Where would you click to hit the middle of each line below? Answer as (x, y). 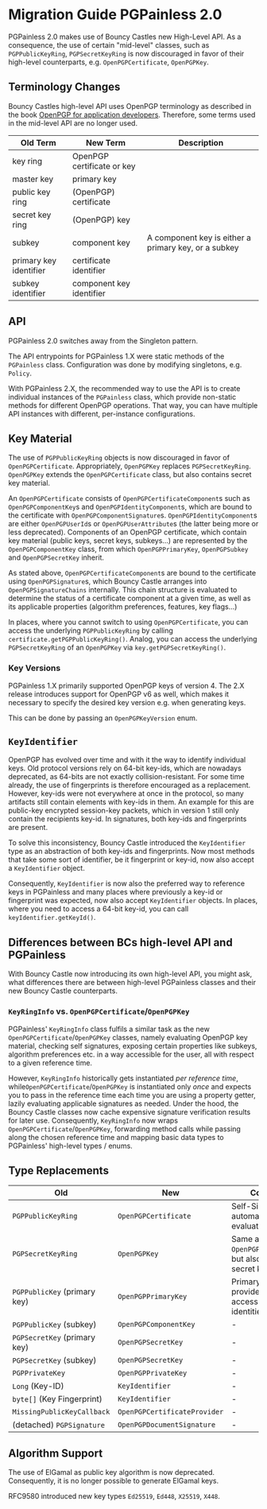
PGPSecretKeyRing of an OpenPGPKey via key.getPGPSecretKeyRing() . (117, 648)
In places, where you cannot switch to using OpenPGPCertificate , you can (128, 623)
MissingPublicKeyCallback (61, 1412)
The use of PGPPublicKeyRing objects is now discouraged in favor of (119, 458)
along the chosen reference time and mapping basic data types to (116, 1137)
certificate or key (104, 166)
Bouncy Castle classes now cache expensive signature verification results (130, 1111)
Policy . (20, 373)
